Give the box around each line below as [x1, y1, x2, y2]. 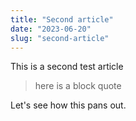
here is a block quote [34, 80, 122, 92]
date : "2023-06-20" [10, 24, 92, 34]
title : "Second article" [10, 14, 114, 25]
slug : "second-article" [10, 33, 110, 43]
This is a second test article [10, 61, 124, 73]
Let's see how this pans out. [10, 99, 127, 111]
